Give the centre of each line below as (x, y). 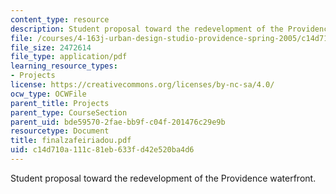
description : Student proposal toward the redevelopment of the (147, 29)
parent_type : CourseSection (69, 112)
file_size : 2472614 (51, 47)
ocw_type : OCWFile (48, 94)
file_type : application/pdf (69, 57)
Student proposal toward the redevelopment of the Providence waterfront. (163, 178)
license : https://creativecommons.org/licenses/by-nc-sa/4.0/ (142, 85)
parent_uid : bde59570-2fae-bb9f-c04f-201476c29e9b (118, 122)
